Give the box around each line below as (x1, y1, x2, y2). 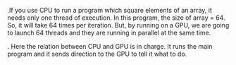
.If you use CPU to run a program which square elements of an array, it (7, 6, 213, 14)
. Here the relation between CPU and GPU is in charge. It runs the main (7, 42, 213, 50)
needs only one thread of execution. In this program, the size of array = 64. (7, 13, 225, 22)
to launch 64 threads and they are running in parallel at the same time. (7, 28, 211, 37)
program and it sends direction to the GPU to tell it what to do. (7, 49, 187, 58)
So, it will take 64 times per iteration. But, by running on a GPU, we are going (7, 21, 230, 29)
